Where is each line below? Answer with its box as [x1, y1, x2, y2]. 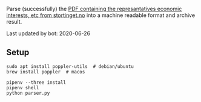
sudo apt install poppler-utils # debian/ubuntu [6, 63, 134, 69]
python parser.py [6, 90, 50, 96]
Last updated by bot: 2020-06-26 [6, 30, 91, 37]
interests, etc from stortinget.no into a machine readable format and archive [6, 12, 196, 19]
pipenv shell [6, 84, 39, 90]
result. [6, 18, 22, 25]
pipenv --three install [6, 79, 67, 86]
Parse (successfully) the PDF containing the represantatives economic [6, 5, 182, 12]
